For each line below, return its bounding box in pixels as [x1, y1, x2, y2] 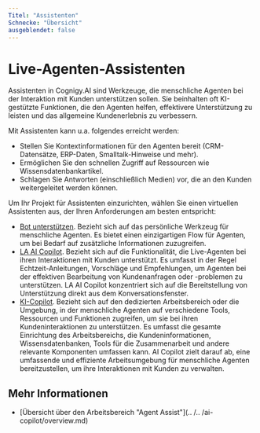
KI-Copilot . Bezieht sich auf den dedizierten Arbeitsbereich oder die [19, 297, 240, 306]
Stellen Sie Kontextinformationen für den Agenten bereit [19, 141, 201, 151]
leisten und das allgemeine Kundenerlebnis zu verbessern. [8, 111, 198, 120]
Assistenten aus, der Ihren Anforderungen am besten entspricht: [8, 207, 216, 216]
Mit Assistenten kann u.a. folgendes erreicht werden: [8, 127, 179, 136]
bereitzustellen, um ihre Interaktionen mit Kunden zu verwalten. [19, 364, 225, 373]
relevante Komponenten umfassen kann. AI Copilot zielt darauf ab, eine [19, 347, 251, 357]
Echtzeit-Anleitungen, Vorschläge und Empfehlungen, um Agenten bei [19, 264, 247, 273]
